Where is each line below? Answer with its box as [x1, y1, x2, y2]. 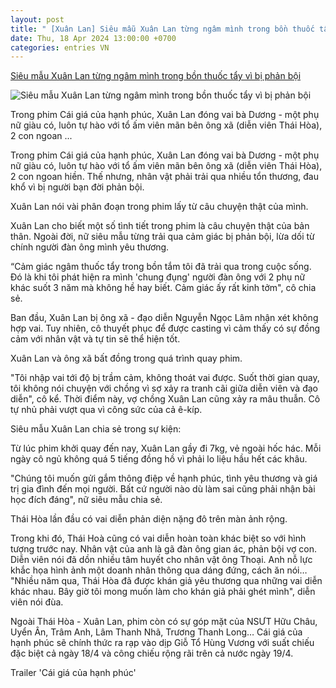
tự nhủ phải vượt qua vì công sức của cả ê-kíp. [10, 404, 203, 416]
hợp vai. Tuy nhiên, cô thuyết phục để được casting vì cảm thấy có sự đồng [10, 322, 321, 335]
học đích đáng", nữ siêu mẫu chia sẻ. [10, 494, 163, 506]
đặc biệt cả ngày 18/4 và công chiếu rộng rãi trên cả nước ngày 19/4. [10, 647, 294, 660]
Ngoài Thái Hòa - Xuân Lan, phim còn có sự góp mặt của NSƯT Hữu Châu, [10, 616, 318, 628]
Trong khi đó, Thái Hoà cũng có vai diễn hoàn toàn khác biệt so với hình [10, 532, 307, 545]
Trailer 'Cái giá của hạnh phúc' [10, 667, 137, 679]
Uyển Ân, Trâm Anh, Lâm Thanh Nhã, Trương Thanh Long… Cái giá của [10, 626, 303, 638]
